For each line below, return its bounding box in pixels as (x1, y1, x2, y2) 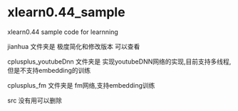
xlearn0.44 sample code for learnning (7, 28, 119, 36)
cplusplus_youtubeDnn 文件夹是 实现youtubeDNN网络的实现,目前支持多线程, (7, 57, 232, 66)
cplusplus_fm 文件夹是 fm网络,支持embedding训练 (7, 81, 155, 89)
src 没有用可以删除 (7, 96, 63, 105)
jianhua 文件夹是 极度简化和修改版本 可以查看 (7, 42, 140, 50)
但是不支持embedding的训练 (7, 66, 91, 74)
